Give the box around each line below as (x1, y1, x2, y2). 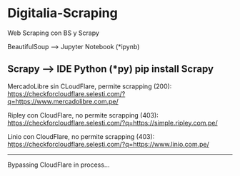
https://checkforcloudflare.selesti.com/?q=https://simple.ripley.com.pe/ (7, 118, 218, 127)
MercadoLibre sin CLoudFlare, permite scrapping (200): (7, 82, 172, 90)
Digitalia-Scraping (7, 5, 118, 21)
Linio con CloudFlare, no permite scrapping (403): (7, 132, 155, 140)
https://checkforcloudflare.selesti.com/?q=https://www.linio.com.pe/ (7, 140, 209, 148)
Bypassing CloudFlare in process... (7, 160, 110, 169)
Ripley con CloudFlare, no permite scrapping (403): (7, 110, 159, 119)
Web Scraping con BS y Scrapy (7, 29, 100, 37)
